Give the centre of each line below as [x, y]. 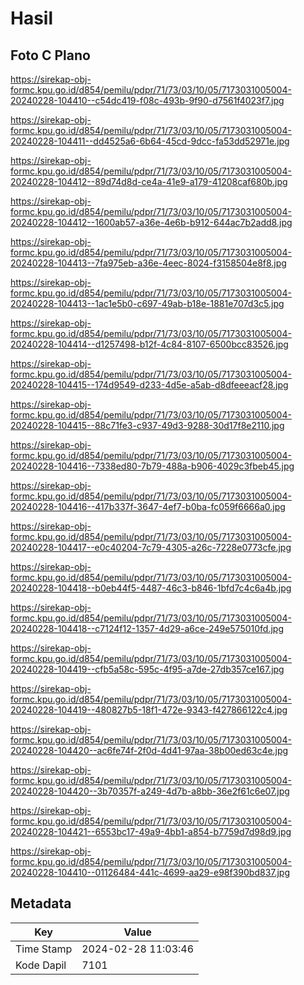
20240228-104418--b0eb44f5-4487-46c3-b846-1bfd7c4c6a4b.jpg [151, 588]
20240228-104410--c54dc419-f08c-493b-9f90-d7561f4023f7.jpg [147, 100]
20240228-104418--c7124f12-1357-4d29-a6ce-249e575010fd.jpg [147, 628]
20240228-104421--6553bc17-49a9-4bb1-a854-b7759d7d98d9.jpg [151, 831]
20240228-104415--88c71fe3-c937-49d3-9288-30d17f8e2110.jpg [147, 425]
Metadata [41, 903]
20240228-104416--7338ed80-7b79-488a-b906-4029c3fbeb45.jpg [152, 466]
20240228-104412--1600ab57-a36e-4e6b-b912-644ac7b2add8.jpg [151, 222]
